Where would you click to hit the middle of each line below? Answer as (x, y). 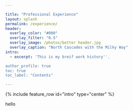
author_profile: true (28, 66)
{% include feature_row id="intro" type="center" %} (60, 94)
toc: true (16, 71)
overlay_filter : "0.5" (34, 38)
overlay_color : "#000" (34, 33)
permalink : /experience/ (31, 24)
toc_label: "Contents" (29, 76)
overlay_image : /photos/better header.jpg (55, 43)
